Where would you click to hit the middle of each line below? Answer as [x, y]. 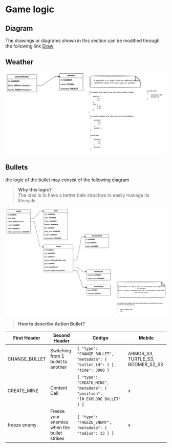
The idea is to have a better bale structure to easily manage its [84, 195]
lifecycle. [27, 200]
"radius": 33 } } [95, 434]
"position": [90, 394]
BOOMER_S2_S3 [146, 364]
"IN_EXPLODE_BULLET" [99, 399]
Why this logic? [35, 189]
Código [100, 338]
